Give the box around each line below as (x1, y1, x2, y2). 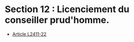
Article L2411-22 (12, 31, 47, 37)
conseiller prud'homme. (5, 14, 109, 26)
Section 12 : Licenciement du (5, 4, 130, 15)
